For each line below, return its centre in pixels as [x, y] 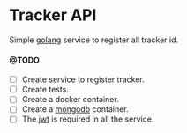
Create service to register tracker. [83, 79]
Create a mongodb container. [75, 109]
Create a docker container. [70, 100]
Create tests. [45, 90]
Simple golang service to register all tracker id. [94, 40]
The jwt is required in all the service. [88, 119]
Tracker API [53, 15]
